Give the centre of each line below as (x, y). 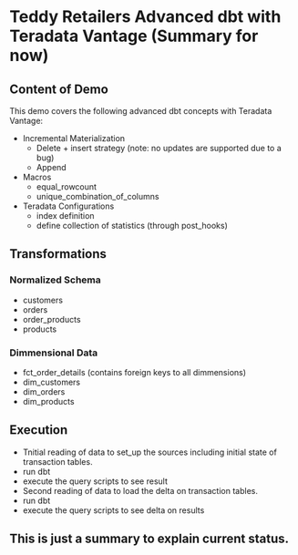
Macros (37, 177)
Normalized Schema (56, 280)
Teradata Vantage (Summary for (134, 36)
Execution (39, 430)
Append (51, 167)
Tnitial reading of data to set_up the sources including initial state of (150, 452)
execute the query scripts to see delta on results (113, 510)
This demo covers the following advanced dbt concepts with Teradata (141, 111)
